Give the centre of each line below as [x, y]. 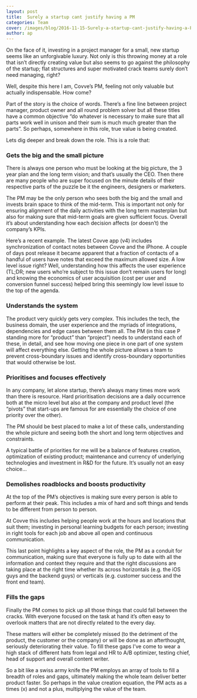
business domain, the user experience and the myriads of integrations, [91, 325]
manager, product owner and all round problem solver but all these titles [93, 110]
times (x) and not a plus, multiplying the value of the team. [76, 689]
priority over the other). [34, 415]
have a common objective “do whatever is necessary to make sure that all [95, 116]
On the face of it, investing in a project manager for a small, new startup [93, 50]
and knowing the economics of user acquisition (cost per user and [86, 278]
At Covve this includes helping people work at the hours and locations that [96, 521]
